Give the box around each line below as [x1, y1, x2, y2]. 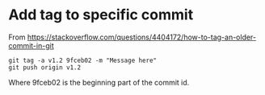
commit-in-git [8, 40, 54, 50]
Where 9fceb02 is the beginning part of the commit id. [8, 77, 190, 87]
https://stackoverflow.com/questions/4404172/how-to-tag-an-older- [27, 32, 257, 42]
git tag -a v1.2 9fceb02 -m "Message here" [8, 56, 158, 64]
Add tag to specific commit [8, 6, 194, 24]
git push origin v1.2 [8, 63, 82, 72]
